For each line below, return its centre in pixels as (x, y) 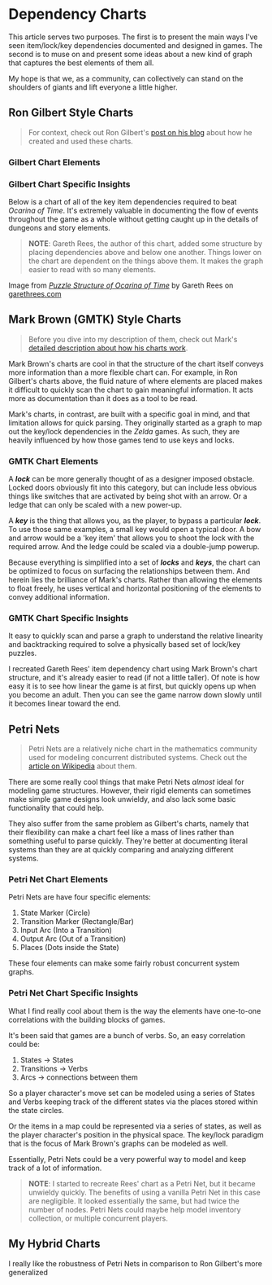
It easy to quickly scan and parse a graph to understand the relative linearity (136, 636)
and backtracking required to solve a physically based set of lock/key (125, 645)
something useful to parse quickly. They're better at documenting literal (128, 841)
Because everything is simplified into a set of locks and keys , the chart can (135, 562)
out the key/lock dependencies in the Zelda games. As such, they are (124, 431)
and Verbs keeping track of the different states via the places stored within (133, 1102)
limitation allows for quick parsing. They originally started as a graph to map (135, 422)
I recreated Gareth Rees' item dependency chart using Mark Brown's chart (133, 669)
